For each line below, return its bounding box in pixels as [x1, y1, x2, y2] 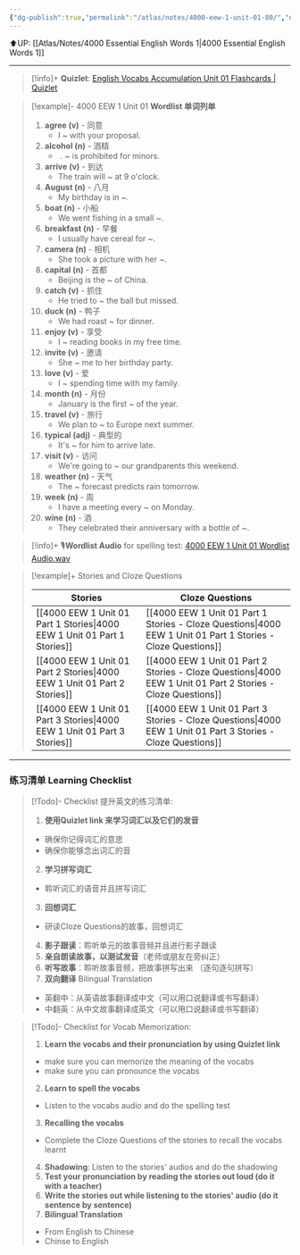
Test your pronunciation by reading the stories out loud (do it [44, 1171, 275, 1182]
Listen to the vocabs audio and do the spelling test [44, 1100, 230, 1110]
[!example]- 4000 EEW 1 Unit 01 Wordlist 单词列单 [30, 100, 216, 112]
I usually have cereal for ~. [57, 233, 156, 244]
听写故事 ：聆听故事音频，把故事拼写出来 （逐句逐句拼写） [44, 962, 259, 973]
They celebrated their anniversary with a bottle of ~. [57, 522, 250, 532]
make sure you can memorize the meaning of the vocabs [44, 1056, 254, 1067]
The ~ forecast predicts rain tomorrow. [57, 481, 201, 491]
